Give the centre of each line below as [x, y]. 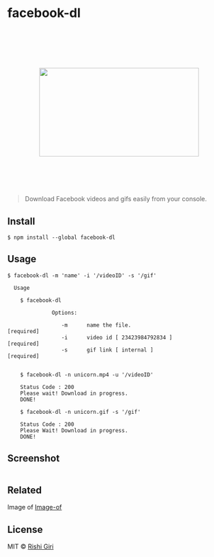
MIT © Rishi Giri [31, 546]
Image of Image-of [35, 507]
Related [25, 490]
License [25, 529]
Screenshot [34, 458]
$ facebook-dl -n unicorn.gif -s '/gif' [80, 412]
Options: [65, 313]
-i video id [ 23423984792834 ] [117, 337]
